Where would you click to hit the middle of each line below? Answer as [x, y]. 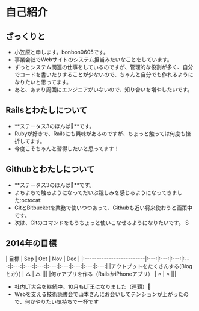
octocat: [32, 200]
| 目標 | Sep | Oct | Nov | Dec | [43, 259]
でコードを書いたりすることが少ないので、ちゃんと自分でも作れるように [104, 75]
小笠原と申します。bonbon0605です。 [62, 52]
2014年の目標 [31, 243]
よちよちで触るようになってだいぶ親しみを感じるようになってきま [96, 192]
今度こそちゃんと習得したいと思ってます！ [67, 149]
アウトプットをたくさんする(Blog [152, 266]
